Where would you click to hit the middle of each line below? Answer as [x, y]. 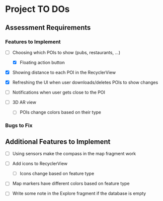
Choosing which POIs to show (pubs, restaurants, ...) [66, 52]
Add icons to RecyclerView [40, 164]
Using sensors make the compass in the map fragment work [74, 154]
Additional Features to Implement [58, 142]
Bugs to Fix [19, 125]
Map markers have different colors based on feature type [71, 184]
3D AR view [24, 102]
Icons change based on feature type [57, 174]
